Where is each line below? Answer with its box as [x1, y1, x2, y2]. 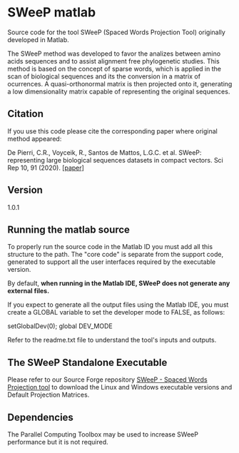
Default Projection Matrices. [7, 390, 90, 399]
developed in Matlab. [7, 35, 69, 44]
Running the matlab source [7, 223, 131, 235]
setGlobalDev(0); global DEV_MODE [7, 322, 113, 330]
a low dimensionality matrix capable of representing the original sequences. [7, 87, 230, 96]
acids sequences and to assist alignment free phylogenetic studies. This [7, 56, 220, 65]
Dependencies [7, 411, 73, 423]
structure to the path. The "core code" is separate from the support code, [7, 250, 223, 259]
